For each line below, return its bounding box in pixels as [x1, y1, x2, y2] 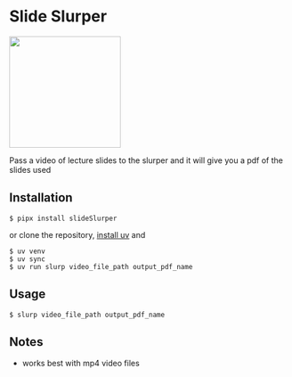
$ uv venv [9, 247, 46, 256]
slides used [9, 164, 52, 175]
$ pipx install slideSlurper [9, 214, 118, 223]
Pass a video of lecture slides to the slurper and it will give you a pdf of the [9, 154, 283, 166]
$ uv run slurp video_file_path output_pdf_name [9, 262, 193, 271]
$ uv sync [9, 254, 46, 264]
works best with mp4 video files [21, 358, 140, 369]
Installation [9, 190, 73, 206]
